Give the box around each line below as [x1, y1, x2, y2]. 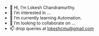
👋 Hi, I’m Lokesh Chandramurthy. [9, 5, 76, 10]
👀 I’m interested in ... [9, 10, 51, 16]
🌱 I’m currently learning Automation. [9, 15, 82, 20]
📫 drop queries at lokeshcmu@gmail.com [9, 26, 94, 31]
